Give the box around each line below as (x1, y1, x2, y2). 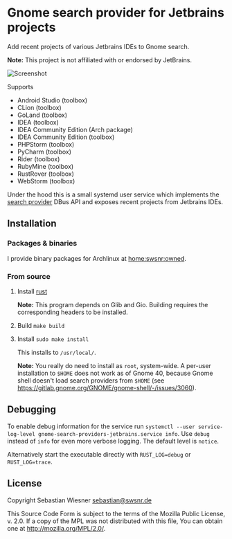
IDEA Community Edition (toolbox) (17, 133, 115, 141)
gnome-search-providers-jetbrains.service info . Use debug (37, 429, 210, 437)
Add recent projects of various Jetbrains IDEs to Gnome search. (7, 42, 190, 51)
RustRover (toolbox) (17, 170, 75, 178)
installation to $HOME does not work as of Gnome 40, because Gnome (17, 369, 213, 377)
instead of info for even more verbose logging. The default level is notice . (7, 437, 220, 445)
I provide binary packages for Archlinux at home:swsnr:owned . (7, 254, 187, 262)
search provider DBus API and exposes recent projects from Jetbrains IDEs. (7, 197, 224, 205)
